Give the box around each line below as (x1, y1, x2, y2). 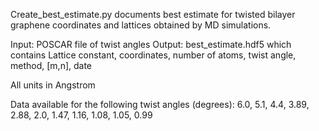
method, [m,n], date (10, 60, 93, 71)
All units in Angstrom (10, 79, 96, 91)
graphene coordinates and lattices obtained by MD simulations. (10, 19, 272, 31)
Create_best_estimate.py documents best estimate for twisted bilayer (10, 9, 296, 20)
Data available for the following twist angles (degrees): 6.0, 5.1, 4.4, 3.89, (10, 99, 310, 110)
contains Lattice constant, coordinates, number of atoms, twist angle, (10, 49, 297, 61)
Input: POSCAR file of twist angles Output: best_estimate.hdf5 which (10, 39, 292, 50)
